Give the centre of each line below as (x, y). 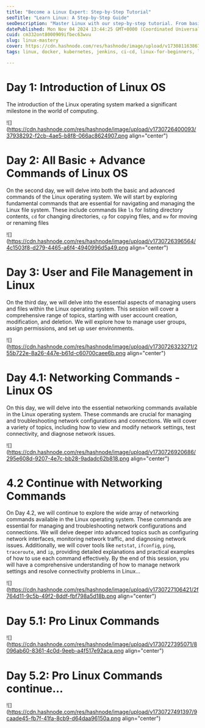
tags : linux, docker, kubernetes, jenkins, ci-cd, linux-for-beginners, (101, 52)
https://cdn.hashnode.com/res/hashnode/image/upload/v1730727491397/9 (103, 712)
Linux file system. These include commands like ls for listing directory (95, 210)
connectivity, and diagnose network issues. (61, 433)
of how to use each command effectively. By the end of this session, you (98, 558)
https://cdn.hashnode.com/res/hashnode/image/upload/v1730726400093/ (102, 129)
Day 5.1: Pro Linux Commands (83, 621)
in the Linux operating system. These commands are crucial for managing (99, 414)
